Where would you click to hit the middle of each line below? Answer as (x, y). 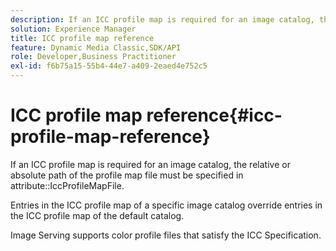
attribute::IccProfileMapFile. (67, 185)
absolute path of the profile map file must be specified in (127, 175)
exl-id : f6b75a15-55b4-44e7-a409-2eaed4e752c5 (109, 66)
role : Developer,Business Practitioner (93, 57)
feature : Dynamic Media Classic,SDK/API (96, 47)
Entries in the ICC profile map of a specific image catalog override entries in (166, 205)
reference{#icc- (214, 115)
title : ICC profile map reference (82, 38)
